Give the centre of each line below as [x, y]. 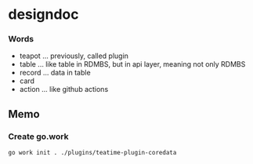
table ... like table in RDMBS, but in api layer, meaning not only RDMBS [132, 64]
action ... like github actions [64, 89]
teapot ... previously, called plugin [74, 56]
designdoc [44, 15]
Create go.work [38, 137]
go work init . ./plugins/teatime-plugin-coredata [92, 153]
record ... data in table [55, 73]
